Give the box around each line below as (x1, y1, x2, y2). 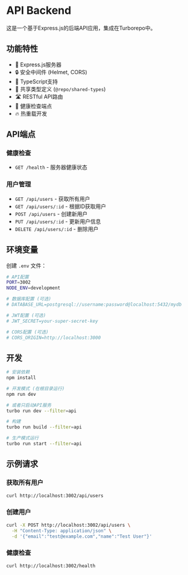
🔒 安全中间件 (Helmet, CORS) (14, 68, 87, 75)
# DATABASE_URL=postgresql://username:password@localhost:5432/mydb (6, 302, 182, 308)
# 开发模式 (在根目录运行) (6, 386, 65, 392)
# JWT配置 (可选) (6, 312, 46, 319)
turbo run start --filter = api (6, 441, 83, 447)
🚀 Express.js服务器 (14, 61, 62, 68)
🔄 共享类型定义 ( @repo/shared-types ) (14, 85, 106, 92)
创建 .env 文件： (6, 262, 47, 269)
